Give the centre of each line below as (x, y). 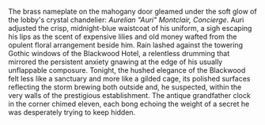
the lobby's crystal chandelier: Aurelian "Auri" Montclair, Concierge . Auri (126, 20)
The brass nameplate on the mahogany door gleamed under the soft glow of (132, 11)
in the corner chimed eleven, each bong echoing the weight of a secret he (129, 104)
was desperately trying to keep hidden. (72, 112)
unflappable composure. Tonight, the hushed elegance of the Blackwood (127, 70)
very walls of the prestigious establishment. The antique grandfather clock (129, 95)
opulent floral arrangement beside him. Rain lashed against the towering (126, 45)
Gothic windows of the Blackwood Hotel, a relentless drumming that (119, 53)
